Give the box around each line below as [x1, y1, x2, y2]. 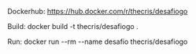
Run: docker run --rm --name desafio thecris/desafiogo [7, 37, 188, 46]
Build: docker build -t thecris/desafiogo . [7, 22, 139, 31]
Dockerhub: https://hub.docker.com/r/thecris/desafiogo [7, 7, 188, 16]
